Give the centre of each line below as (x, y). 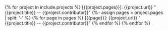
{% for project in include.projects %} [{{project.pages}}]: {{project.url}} (79, 7)
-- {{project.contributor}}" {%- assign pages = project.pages (100, 12)
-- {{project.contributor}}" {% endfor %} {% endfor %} (94, 23)
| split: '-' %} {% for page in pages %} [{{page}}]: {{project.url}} (71, 18)
